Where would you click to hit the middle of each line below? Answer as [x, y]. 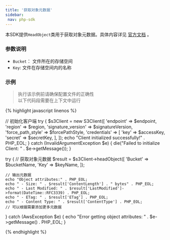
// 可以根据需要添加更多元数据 [34, 207]
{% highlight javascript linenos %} [41, 111]
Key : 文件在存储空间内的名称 [42, 67]
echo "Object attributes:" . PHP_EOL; [46, 179]
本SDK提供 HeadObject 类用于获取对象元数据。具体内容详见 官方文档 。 [78, 35]
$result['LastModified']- [97, 188]
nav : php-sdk [21, 19]
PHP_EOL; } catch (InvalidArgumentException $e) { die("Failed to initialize [82, 143]
